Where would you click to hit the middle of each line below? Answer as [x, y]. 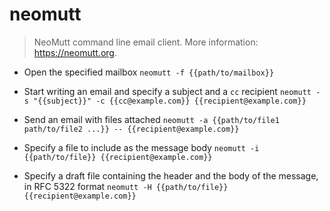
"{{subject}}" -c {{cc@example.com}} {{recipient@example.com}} [170, 101]
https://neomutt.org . [75, 52]
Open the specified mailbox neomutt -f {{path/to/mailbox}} [149, 72]
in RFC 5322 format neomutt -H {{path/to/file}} [126, 186]
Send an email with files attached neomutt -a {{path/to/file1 [151, 119]
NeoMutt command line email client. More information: [146, 42]
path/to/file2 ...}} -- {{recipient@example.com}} [131, 129]
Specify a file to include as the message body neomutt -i [141, 147]
